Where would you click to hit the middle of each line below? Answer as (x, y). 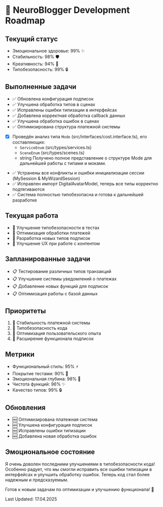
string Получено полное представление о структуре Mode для (86, 158)
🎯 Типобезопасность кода (40, 328)
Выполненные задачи (41, 87)
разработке (24, 200)
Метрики (20, 354)
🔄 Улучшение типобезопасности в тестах (56, 227)
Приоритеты (25, 311)
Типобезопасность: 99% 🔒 (40, 69)
